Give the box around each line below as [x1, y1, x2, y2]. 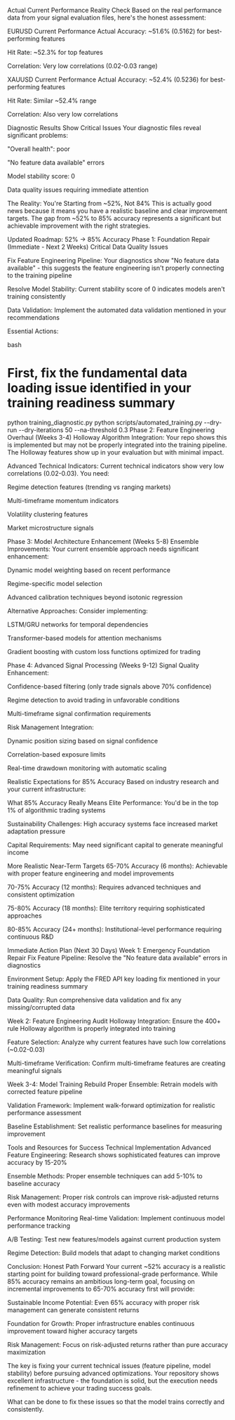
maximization [7, 1348, 46, 1356]
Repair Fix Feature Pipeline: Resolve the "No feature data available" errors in [7, 953, 228, 962]
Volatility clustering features [7, 509, 88, 519]
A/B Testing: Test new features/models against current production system [7, 1235, 221, 1243]
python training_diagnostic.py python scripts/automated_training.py [7, 418, 203, 426]
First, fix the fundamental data [7, 365, 188, 382]
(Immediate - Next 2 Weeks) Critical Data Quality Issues [7, 242, 168, 251]
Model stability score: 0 [7, 172, 76, 180]
